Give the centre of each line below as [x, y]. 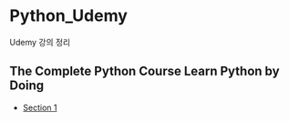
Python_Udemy [68, 16]
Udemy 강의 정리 [40, 42]
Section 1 [40, 107]
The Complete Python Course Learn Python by [144, 71]
